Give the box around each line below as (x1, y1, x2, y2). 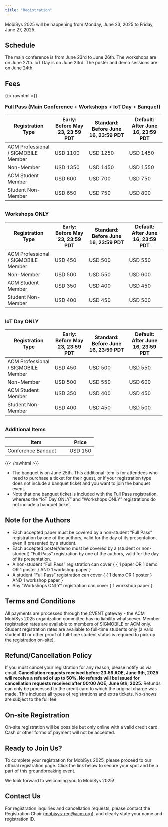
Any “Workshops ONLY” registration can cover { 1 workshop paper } (12, 582, 153, 588)
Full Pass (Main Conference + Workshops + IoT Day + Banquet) (5, 103, 161, 110)
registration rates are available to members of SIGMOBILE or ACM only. (5, 621, 151, 627)
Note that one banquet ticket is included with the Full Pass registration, (12, 491, 158, 497)
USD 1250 (89, 149, 114, 156)
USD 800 (129, 189, 151, 196)
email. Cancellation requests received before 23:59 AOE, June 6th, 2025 (5, 670, 159, 676)
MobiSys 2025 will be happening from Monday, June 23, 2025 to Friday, (5, 21, 154, 27)
